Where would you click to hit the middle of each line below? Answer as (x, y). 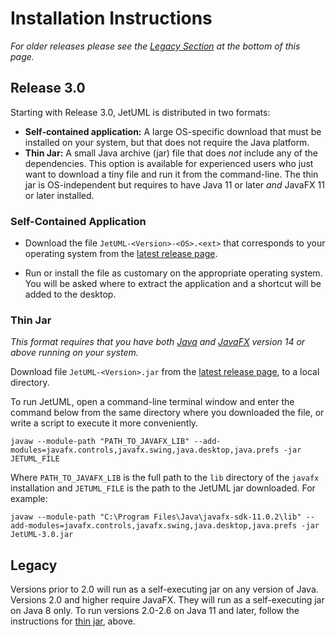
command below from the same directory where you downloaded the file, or (167, 413)
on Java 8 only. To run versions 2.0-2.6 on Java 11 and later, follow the (155, 611)
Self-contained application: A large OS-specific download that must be (173, 131)
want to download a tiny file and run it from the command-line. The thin (171, 174)
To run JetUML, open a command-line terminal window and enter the (152, 402)
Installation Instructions (111, 18)
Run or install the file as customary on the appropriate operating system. (173, 273)
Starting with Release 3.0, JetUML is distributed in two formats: (140, 112)
